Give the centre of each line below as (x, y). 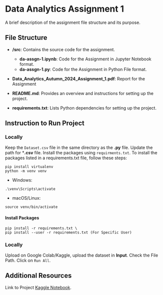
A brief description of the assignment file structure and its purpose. (73, 22)
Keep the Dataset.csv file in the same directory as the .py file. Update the (79, 147)
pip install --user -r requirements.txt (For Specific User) (69, 232)
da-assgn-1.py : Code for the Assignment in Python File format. (83, 69)
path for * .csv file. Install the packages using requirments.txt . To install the (81, 153)
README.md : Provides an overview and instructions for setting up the (83, 93)
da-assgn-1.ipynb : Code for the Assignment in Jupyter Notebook (85, 59)
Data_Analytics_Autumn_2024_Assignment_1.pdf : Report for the (79, 78)
